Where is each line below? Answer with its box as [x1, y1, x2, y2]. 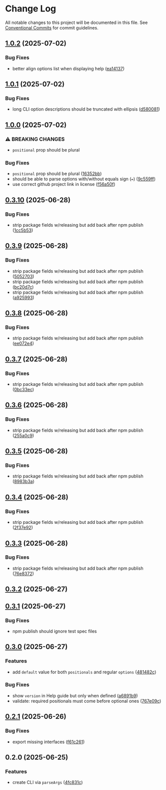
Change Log [5, 3, 56, 14]
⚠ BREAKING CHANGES [5, 136, 65, 143]
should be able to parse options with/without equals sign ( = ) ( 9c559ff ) [12, 176, 156, 182]
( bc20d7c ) [12, 284, 34, 290]
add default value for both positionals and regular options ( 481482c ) [12, 669, 157, 675]
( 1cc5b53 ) [12, 227, 33, 233]
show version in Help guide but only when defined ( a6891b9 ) [12, 692, 138, 698]
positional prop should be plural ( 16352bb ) [12, 170, 102, 177]
